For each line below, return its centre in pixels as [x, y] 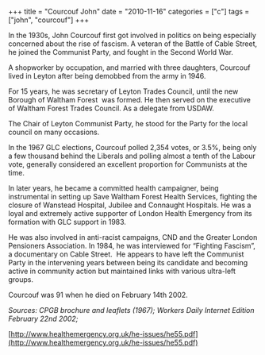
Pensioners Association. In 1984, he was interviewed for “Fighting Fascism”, [132, 246]
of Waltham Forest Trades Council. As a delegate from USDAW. [111, 108]
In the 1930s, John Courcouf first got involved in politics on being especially [132, 35]
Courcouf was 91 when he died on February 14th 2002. [98, 295]
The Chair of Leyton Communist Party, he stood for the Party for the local [128, 123]
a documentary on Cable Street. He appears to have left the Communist [126, 254]
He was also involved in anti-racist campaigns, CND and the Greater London [133, 237]
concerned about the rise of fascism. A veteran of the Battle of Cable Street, [133, 44]
